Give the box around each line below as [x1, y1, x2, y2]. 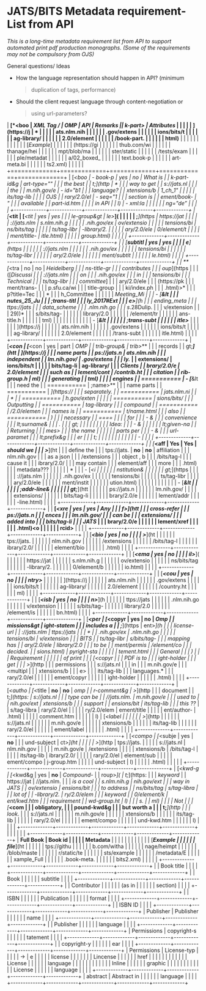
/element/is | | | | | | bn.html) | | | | [7, 608, 91, 616]
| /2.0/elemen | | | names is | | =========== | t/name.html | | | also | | [7, 407, 186, 414]
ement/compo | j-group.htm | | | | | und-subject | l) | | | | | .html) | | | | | [7, 758, 182, 765]
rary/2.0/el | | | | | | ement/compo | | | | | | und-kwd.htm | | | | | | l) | [34, 816, 200, 823]
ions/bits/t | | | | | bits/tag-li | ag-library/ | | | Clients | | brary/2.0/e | [7, 362, 180, 369]
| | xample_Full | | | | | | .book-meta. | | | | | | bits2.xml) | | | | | [7, 855, 158, 863]
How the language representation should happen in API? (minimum [15, 74, 185, 81]
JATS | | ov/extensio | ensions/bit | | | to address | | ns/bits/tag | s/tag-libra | [7, 784, 198, 791]
